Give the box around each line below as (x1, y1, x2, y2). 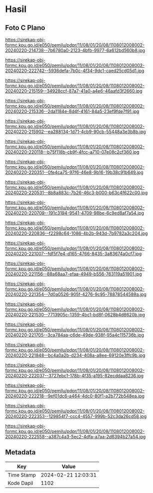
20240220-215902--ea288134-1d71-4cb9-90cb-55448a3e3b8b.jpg (5, 129, 146, 135)
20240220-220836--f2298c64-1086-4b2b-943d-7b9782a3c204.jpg (5, 230, 148, 236)
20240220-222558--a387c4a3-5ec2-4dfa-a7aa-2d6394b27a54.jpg (5, 434, 146, 439)
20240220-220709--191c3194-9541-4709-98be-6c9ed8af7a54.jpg (5, 210, 145, 216)
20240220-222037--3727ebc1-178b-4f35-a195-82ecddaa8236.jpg (5, 373, 144, 378)
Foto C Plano (5, 24, 45, 32)
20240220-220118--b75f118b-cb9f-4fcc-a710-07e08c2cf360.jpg (5, 149, 140, 155)
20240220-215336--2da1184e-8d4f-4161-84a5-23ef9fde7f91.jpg (5, 109, 140, 114)
